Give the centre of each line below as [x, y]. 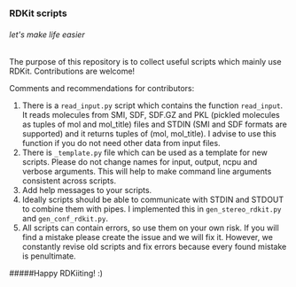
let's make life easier [47, 35]
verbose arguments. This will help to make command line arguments [147, 172]
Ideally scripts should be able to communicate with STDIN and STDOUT [153, 200]
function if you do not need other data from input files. [121, 143]
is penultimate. [49, 256]
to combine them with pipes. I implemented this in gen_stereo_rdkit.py [152, 209]
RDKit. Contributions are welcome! [72, 71]
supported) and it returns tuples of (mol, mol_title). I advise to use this [149, 134]
